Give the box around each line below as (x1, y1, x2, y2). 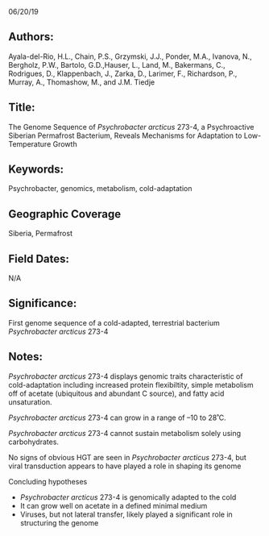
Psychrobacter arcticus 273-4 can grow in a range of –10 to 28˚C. (8, 413, 227, 422)
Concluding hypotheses (8, 476, 88, 486)
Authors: (8, 30, 54, 44)
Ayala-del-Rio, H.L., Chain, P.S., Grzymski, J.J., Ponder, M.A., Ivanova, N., (8, 52, 252, 61)
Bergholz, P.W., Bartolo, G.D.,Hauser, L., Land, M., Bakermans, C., (8, 60, 226, 69)
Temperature (8, 139, 52, 148)
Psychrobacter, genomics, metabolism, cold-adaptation (8, 184, 192, 193)
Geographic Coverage (8, 207, 122, 221)
